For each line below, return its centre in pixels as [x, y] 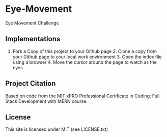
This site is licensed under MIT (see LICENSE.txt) [57, 129]
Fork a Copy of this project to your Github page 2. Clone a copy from [85, 51]
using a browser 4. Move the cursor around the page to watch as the [85, 62]
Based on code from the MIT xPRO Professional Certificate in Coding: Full [82, 96]
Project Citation [31, 84]
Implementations [33, 39]
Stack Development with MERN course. [47, 101]
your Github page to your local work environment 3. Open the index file [87, 57]
